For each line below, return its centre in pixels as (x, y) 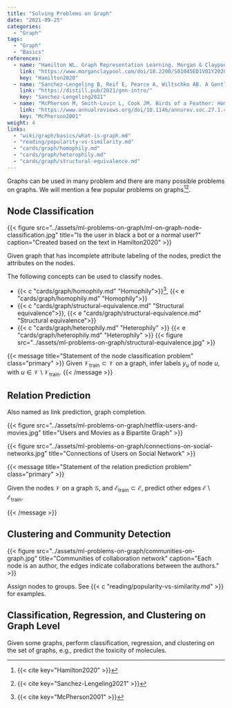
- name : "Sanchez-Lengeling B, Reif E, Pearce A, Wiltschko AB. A (111, 84)
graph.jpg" (22, 558)
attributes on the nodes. (41, 263)
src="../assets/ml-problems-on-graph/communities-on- (116, 551)
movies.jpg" (24, 433)
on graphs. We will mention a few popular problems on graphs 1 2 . (99, 189)
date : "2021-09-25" (35, 20)
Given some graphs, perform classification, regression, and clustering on (111, 642)
